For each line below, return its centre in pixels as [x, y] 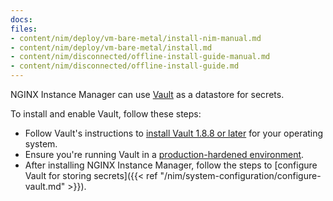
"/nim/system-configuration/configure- [240, 175]
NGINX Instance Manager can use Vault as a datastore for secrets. [147, 94]
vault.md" [45, 186]
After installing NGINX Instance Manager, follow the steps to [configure [171, 165]
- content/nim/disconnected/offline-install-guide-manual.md [140, 57]
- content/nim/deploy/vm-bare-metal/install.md [111, 47]
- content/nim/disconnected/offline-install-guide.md [125, 66]
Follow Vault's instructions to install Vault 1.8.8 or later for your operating [174, 133]
